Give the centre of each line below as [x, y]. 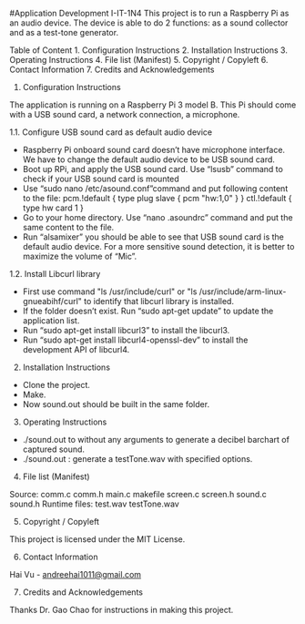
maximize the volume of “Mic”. [80, 256]
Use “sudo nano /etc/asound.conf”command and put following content [155, 189]
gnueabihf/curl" [52, 301]
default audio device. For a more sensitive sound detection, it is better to [158, 246]
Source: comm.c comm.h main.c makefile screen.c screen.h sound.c [138, 494]
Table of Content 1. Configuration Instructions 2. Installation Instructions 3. [149, 50]
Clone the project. [56, 385]
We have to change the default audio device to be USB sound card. [149, 159]
